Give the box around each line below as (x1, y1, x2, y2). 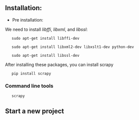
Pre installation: (12, 17, 43, 23)
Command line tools (5, 82, 54, 89)
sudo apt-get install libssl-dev (11, 53, 79, 58)
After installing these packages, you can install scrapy (5, 61, 114, 68)
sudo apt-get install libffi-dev (11, 36, 79, 41)
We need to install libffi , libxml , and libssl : (5, 26, 88, 32)
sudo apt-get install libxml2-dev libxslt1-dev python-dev (11, 44, 134, 49)
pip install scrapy (11, 71, 51, 76)
